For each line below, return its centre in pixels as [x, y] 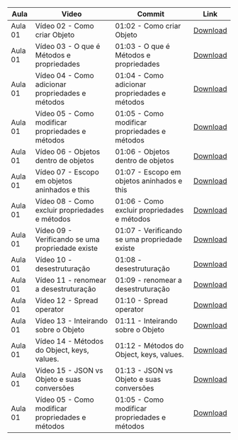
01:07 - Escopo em [148, 172]
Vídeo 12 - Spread [67, 300]
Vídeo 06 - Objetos [68, 152]
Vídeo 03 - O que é [68, 46]
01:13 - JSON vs [144, 370]
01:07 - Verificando [149, 231]
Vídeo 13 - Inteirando [72, 321]
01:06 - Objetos [142, 152]
